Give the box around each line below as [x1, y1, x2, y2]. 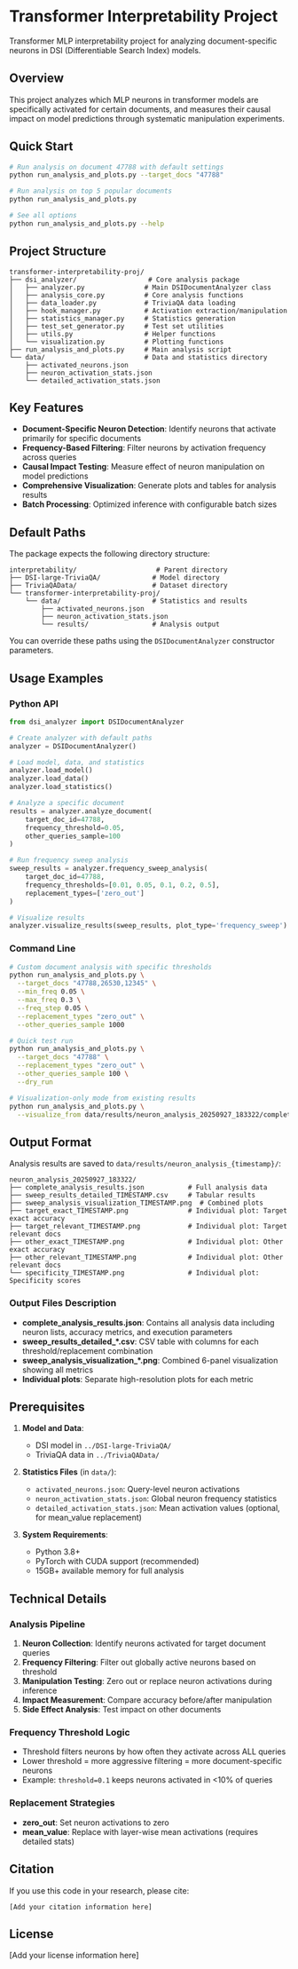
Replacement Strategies [9, 1797, 115, 1809]
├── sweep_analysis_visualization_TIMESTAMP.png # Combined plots [9, 1198, 264, 1208]
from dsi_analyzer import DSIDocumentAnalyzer [9, 717, 184, 726]
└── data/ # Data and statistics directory [9, 352, 268, 361]
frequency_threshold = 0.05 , [25, 823, 125, 832]
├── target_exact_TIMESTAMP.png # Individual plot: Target [9, 1206, 288, 1215]
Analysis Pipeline [9, 1617, 86, 1630]
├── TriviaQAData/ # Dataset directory [9, 581, 228, 590]
